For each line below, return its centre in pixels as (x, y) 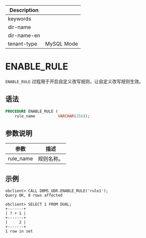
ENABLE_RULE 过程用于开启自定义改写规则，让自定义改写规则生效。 (75, 81)
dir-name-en (24, 35)
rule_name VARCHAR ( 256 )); (52, 116)
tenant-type (22, 44)
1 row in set (19, 231)
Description (24, 10)
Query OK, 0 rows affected (34, 195)
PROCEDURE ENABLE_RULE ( (32, 111)
